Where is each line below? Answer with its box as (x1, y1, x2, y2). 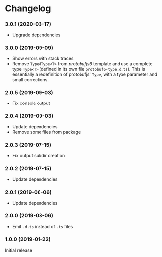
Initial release (5, 247, 32, 253)
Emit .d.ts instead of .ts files (12, 223, 73, 229)
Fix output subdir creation (12, 153, 65, 158)
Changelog (5, 3, 51, 14)
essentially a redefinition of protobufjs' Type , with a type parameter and (12, 71, 157, 77)
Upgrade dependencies (12, 32, 61, 38)
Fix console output (12, 100, 50, 106)
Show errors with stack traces (12, 55, 74, 61)
